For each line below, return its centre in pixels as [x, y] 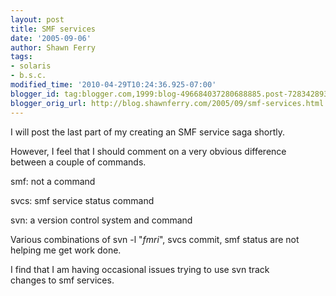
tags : [21, 57]
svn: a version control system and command [101, 220]
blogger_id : [35, 94]
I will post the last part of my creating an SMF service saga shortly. [147, 132]
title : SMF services [53, 29]
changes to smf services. [62, 280]
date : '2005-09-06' [51, 38]
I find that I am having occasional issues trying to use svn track [140, 269]
